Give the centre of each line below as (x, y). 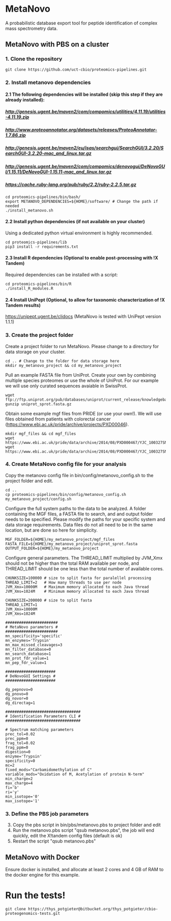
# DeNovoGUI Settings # (31, 676)
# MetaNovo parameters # (32, 627)
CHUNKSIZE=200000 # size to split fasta (49, 600)
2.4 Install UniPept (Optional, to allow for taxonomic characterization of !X (85, 300)
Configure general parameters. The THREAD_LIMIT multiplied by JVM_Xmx (84, 558)
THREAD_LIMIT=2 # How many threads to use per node (64, 582)
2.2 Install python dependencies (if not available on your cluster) (75, 222)
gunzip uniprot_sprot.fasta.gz (38, 404)
